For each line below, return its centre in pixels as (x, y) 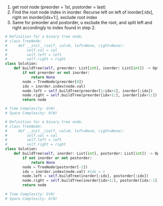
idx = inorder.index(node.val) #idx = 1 (64, 172)
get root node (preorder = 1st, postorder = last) (59, 7)
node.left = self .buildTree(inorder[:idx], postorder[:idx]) (86, 176)
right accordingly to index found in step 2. (54, 28)
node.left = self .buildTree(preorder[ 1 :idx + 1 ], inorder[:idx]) (88, 91)
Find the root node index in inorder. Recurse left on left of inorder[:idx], (83, 12)
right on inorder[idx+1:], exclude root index (55, 17)
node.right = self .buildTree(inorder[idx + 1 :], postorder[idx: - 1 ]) (91, 181)
